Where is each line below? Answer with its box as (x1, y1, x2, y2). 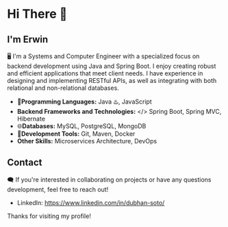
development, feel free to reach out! (7, 185, 109, 193)
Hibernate (16, 115, 46, 123)
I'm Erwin (7, 34, 49, 45)
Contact (7, 157, 42, 169)
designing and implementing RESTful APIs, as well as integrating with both (7, 77, 217, 84)
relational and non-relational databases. (7, 84, 120, 92)
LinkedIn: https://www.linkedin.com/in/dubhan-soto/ (16, 198, 165, 206)
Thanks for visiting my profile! (7, 212, 91, 220)
